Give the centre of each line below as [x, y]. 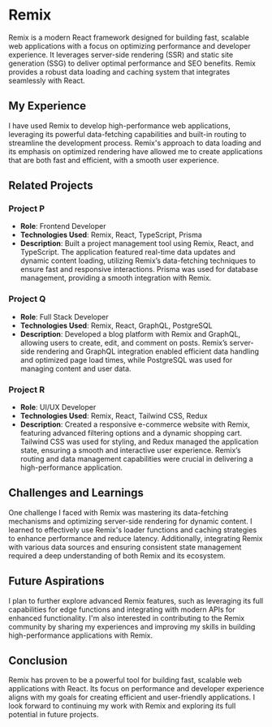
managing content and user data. [76, 368]
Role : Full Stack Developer [64, 316]
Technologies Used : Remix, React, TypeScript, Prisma [111, 235]
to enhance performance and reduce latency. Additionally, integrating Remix [136, 538]
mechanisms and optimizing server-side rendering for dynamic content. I [131, 521]
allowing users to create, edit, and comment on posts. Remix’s [124, 342]
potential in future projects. [54, 715]
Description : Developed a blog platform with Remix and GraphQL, [130, 333]
